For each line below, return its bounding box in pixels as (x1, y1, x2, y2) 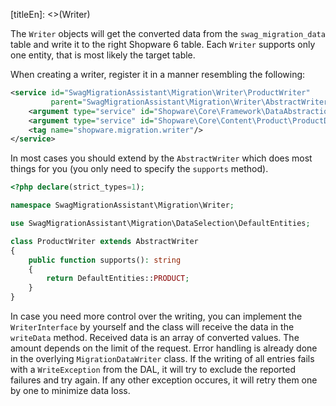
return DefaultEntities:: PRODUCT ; (46, 274, 190, 284)
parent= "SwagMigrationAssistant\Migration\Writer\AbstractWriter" (50, 97, 333, 107)
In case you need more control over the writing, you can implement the (10, 310, 303, 322)
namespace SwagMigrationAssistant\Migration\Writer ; (10, 200, 235, 211)
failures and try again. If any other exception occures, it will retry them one (10, 374, 318, 386)
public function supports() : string (28, 255, 182, 265)
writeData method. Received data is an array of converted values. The (10, 332, 300, 343)
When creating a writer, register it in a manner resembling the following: (10, 69, 306, 80)
